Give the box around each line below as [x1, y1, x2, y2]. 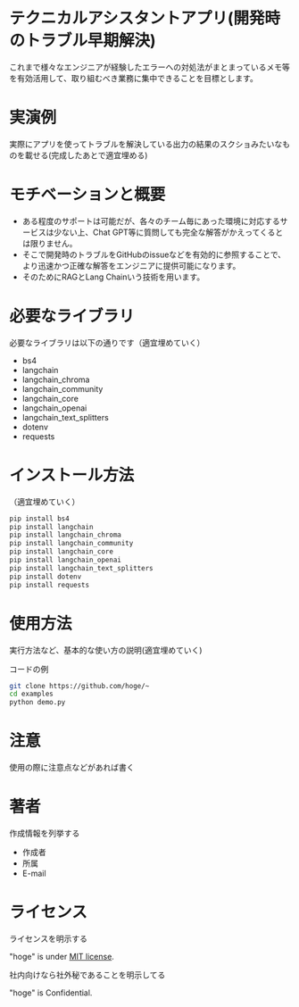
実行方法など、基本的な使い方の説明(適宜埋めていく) [9, 645, 203, 655]
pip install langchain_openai [9, 555, 122, 565]
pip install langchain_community [9, 539, 134, 548]
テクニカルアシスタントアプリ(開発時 [9, 8, 281, 29]
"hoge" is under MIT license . [9, 951, 114, 961]
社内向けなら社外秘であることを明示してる [9, 970, 166, 980]
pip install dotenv [9, 572, 82, 581]
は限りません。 [21, 237, 78, 248]
